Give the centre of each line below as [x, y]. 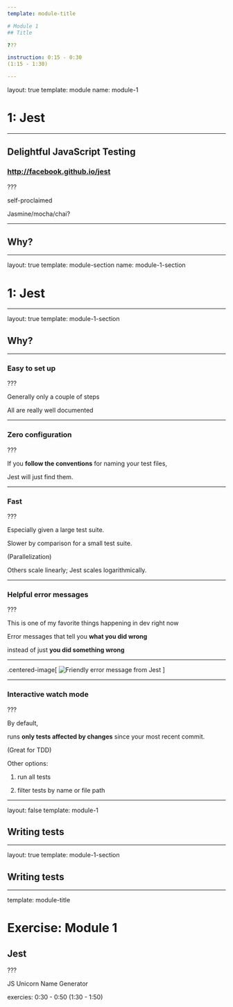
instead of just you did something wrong [66, 650]
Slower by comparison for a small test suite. [70, 543]
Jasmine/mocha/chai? [39, 214]
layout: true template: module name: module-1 [73, 90]
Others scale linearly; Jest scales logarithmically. [77, 570]
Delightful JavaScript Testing [71, 152]
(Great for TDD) [29, 750]
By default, [23, 723]
